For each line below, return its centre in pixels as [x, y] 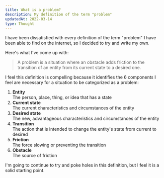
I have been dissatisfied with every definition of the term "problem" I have [81, 38]
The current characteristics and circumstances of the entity [73, 108]
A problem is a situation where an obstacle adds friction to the [81, 62]
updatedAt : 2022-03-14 [29, 19]
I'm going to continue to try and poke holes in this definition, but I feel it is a [82, 165]
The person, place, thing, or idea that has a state [62, 97]
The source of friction [35, 156]
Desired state [27, 113]
